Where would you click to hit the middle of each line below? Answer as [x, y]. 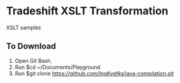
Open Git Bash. [33, 60]
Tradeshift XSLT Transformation [87, 11]
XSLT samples [24, 27]
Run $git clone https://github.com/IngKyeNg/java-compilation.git [94, 73]
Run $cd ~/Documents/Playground [58, 67]
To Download [31, 46]
